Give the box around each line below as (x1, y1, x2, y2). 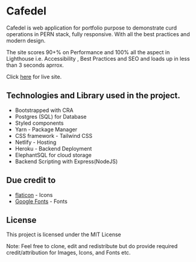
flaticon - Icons (14, 191, 53, 198)
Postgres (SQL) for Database (14, 113, 87, 120)
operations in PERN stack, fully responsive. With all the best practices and (6, 30, 190, 37)
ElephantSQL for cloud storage (14, 151, 92, 158)
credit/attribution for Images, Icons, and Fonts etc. (6, 249, 131, 257)
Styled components (14, 119, 64, 126)
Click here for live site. (6, 73, 62, 80)
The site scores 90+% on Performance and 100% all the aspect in (6, 48, 170, 55)
